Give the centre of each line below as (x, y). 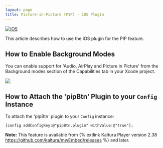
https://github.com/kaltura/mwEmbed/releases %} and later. (67, 140)
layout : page (19, 10)
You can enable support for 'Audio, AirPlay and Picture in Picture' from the (82, 66)
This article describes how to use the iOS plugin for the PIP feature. (75, 38)
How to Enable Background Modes (60, 54)
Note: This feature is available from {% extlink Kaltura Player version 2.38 (81, 135)
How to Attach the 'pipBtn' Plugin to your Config (81, 96)
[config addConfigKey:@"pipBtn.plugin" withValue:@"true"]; (69, 125)
